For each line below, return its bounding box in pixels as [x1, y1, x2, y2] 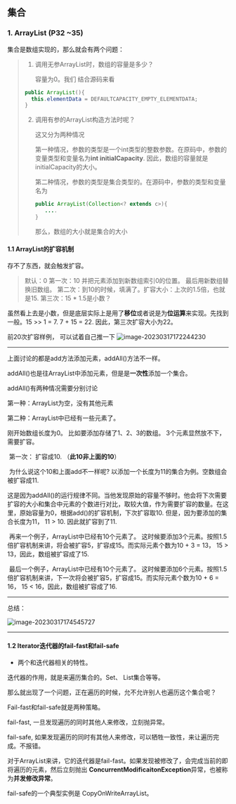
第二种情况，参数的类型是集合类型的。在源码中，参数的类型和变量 [34, 178, 226, 186]
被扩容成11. [7, 476, 39, 485]
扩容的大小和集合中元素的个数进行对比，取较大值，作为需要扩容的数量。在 [7, 500, 223, 508]
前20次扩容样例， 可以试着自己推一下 [7, 333, 116, 341]
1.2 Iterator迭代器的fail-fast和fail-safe [7, 641, 119, 650]
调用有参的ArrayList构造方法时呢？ [34, 115, 136, 124]
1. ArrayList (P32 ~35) [7, 28, 84, 38]
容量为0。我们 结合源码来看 [34, 74, 115, 83]
